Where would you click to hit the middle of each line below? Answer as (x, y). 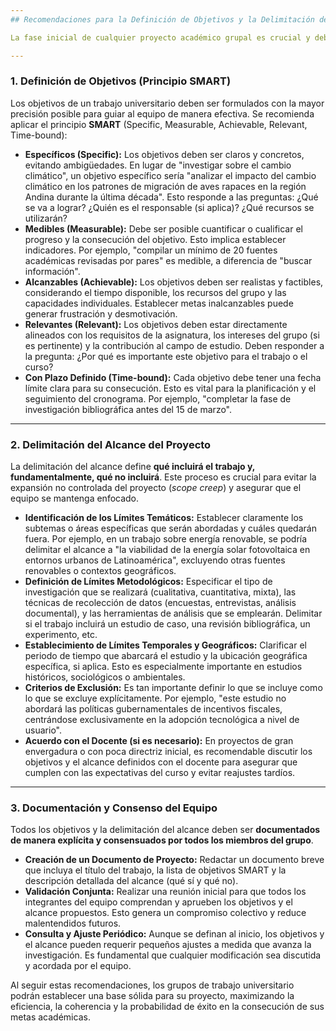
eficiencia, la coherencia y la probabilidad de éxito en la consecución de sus (167, 1007)
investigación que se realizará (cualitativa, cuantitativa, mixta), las (160, 592)
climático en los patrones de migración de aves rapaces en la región (165, 186)
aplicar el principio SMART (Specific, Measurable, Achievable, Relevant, (159, 124)
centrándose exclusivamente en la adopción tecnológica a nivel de (162, 720)
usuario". (43, 730)
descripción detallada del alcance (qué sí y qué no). (131, 881)
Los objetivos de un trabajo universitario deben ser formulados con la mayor (167, 103)
